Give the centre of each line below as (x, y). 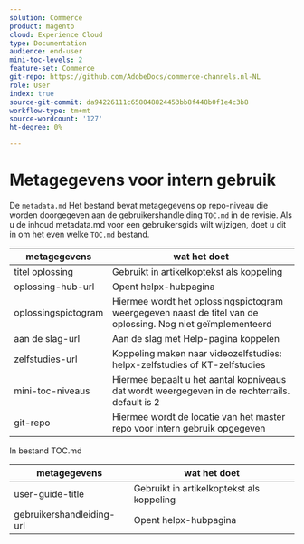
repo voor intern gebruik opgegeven (189, 428)
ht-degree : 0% (36, 128)
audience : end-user (46, 52)
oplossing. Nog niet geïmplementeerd (192, 324)
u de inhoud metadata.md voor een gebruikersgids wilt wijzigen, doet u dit (148, 224)
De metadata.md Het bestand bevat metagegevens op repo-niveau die (139, 205)
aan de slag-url (47, 338)
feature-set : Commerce (52, 69)
